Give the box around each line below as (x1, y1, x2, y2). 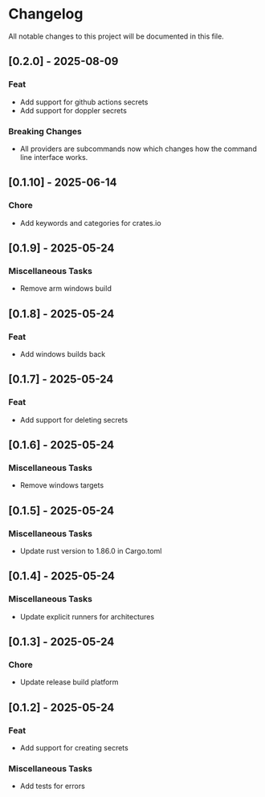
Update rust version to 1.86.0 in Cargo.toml (19, 546, 162, 556)
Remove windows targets (19, 480, 104, 490)
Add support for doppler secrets (19, 105, 127, 115)
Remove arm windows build (19, 284, 112, 293)
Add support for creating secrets (19, 743, 128, 753)
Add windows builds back (19, 349, 106, 358)
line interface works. (19, 152, 88, 161)
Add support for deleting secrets (19, 415, 128, 424)
